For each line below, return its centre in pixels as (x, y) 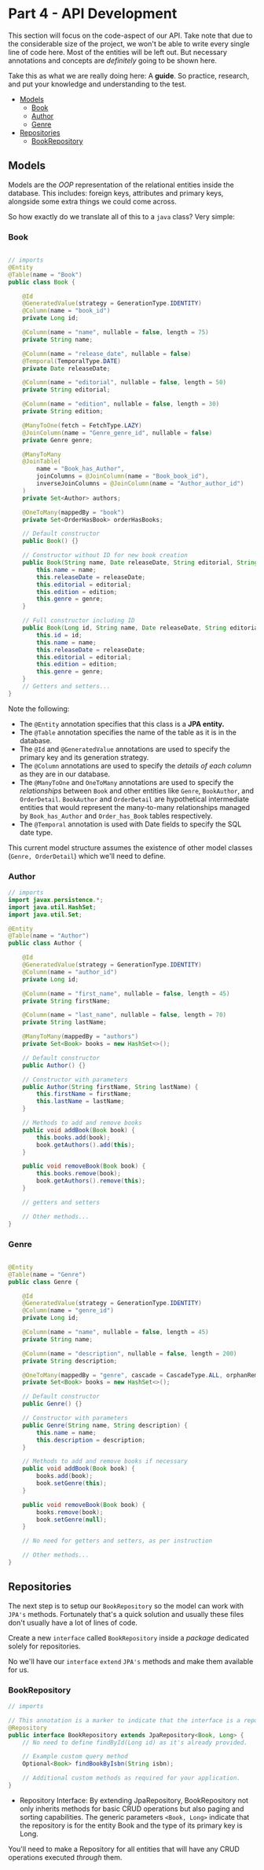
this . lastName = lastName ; (81, 1102)
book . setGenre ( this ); (72, 1483)
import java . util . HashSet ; (52, 907)
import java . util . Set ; (45, 915)
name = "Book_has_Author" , (81, 469)
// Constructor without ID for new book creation (105, 555)
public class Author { (45, 944)
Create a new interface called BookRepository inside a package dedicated (128, 1637)
